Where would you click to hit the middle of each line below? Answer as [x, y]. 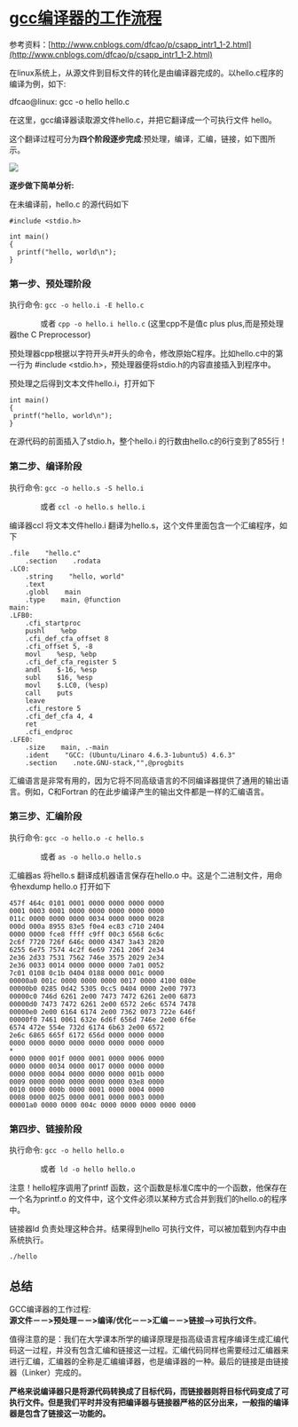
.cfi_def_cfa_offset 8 [67, 639]
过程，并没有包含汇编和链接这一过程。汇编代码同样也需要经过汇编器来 [161, 1350]
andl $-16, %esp [61, 670]
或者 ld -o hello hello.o [87, 1169]
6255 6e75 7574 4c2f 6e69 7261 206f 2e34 [87, 950]
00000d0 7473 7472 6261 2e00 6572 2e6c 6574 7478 [103, 1004]
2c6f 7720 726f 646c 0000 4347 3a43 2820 [87, 942]
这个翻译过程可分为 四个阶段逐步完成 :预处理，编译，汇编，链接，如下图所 [143, 138]
